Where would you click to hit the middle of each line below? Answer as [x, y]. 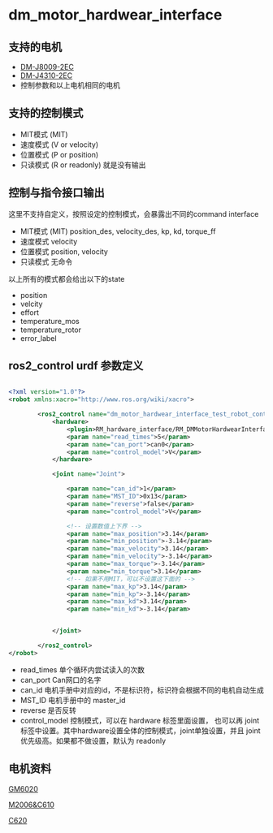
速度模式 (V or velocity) [59, 145]
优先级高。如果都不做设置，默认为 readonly [93, 740]
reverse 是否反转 [48, 710]
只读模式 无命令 [46, 261]
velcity [31, 304]
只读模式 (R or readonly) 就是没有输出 [83, 165]
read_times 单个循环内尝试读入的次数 [82, 669]
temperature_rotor [50, 330]
